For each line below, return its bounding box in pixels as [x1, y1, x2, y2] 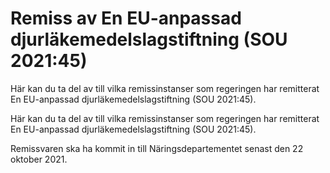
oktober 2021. [10, 153, 68, 165]
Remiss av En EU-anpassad [10, 7, 242, 30]
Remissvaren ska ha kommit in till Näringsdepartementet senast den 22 [10, 142, 304, 154]
